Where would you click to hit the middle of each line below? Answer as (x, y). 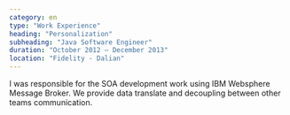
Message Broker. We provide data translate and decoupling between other (145, 93)
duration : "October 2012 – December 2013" (89, 50)
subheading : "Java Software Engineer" (81, 42)
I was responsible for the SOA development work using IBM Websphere (140, 84)
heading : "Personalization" (61, 34)
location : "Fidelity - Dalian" (67, 58)
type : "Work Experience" (55, 26)
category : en (33, 17)
